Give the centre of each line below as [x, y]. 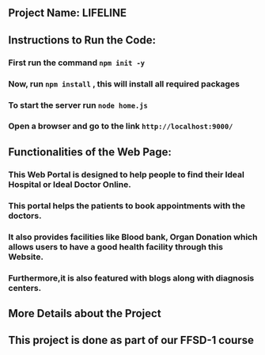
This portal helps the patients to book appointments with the [127, 205]
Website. [26, 257]
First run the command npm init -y [76, 63]
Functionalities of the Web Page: [90, 152]
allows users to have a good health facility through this [116, 246]
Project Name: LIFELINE [67, 13]
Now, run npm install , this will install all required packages [124, 84]
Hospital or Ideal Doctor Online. [70, 184]
